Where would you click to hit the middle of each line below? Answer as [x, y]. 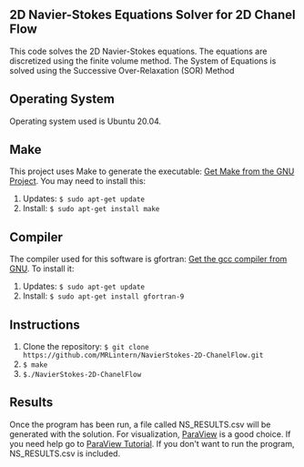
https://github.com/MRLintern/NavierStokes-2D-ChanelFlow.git [143, 355]
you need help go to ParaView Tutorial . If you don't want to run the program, [152, 443]
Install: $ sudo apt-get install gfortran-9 [103, 296]
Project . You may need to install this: [78, 181]
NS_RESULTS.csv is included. [65, 453]
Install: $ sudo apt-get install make [91, 208]
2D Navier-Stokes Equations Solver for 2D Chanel [152, 15]
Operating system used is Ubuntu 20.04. [86, 121]
